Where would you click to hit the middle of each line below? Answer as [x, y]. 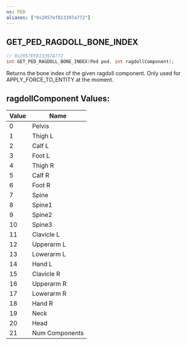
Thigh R [43, 166]
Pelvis [41, 126]
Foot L [41, 155]
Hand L [42, 264]
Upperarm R [49, 284]
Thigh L [43, 136]
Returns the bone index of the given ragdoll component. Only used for [93, 73]
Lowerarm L [49, 254]
